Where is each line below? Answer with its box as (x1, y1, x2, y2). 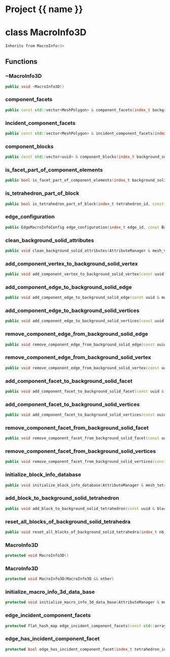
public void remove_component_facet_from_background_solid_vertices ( (5, 459, 155, 464)
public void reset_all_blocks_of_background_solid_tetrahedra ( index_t (5, 530, 157, 535)
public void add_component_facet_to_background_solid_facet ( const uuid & (5, 388, 164, 394)
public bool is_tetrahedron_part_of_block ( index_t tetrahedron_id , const (5, 201, 164, 206)
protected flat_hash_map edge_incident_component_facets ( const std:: (5, 623, 155, 628)
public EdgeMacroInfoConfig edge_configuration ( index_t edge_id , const (5, 225, 159, 230)
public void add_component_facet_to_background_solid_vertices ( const (5, 412, 155, 418)
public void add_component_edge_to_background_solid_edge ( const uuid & (5, 295, 159, 300)
